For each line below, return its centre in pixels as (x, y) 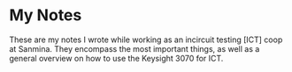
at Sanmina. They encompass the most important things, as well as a (134, 48)
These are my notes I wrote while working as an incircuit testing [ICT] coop (146, 40)
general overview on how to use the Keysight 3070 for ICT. (116, 58)
